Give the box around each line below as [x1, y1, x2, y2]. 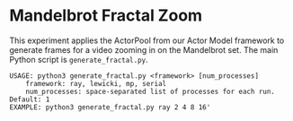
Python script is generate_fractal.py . [9, 54, 148, 65]
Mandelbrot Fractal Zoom [9, 5, 203, 26]
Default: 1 [9, 95, 50, 104]
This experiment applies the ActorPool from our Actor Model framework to [9, 35, 285, 46]
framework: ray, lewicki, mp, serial [25, 79, 167, 88]
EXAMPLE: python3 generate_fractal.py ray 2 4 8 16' [9, 102, 211, 112]
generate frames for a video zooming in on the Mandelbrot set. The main [9, 44, 279, 55]
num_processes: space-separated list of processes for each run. [25, 87, 276, 96]
